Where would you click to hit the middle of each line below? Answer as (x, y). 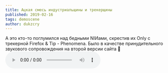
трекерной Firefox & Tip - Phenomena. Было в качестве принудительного (84, 44)
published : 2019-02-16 (29, 15)
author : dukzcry (22, 24)
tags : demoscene (22, 19)
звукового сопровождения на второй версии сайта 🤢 (63, 49)
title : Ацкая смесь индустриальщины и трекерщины (59, 10)
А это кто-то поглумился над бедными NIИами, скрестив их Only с (78, 38)
